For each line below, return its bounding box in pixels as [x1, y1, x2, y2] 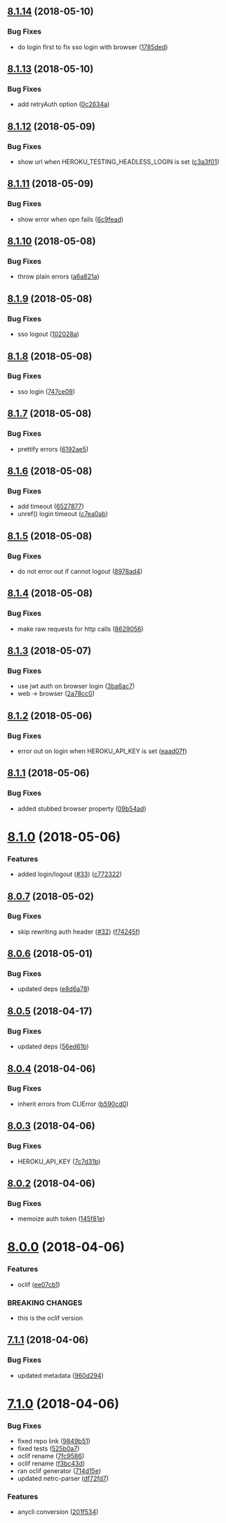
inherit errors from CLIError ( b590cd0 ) [17, 1100, 129, 1108]
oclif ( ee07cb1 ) [17, 1280, 61, 1289]
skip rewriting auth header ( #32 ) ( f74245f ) [17, 927, 140, 936]
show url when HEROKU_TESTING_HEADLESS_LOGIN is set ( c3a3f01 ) [17, 158, 220, 166]
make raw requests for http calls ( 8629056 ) [17, 624, 144, 633]
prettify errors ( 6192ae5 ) [17, 444, 89, 453]
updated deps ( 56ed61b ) [17, 1042, 89, 1050]
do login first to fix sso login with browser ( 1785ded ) [17, 42, 168, 51]
